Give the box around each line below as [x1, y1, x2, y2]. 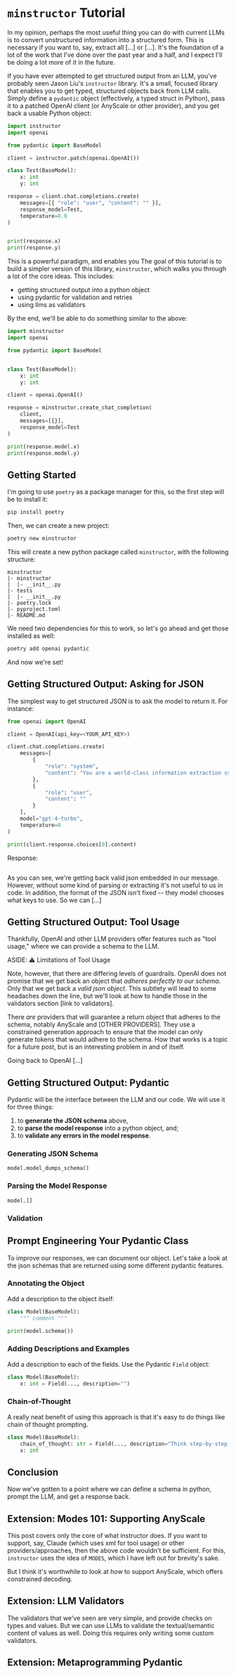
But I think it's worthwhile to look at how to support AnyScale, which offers [7, 1568, 223, 1576]
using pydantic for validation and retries [17, 293, 133, 301]
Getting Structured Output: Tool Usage [7, 915, 181, 928]
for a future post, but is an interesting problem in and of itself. [7, 1043, 185, 1051]
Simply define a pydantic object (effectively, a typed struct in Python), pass [7, 93, 225, 103]
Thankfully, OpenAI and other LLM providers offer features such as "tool [7, 934, 216, 943]
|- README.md [7, 612, 46, 619]
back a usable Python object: [7, 109, 92, 117]
